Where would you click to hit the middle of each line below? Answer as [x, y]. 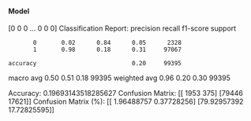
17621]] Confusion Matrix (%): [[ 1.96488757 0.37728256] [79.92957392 [126, 101]
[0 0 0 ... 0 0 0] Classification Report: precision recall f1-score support [122, 28]
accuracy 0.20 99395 [95, 64]
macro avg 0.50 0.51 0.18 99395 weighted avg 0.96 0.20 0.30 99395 [120, 78]
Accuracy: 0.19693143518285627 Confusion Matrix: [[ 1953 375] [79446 [126, 93]
